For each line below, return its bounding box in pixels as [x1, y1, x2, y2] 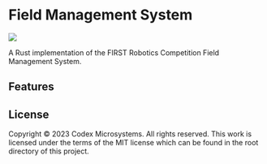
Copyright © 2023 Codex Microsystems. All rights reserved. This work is [8, 129, 252, 139]
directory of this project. [8, 146, 89, 156]
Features [8, 80, 54, 94]
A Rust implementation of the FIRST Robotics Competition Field [8, 47, 220, 58]
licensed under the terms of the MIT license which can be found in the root [8, 138, 259, 148]
